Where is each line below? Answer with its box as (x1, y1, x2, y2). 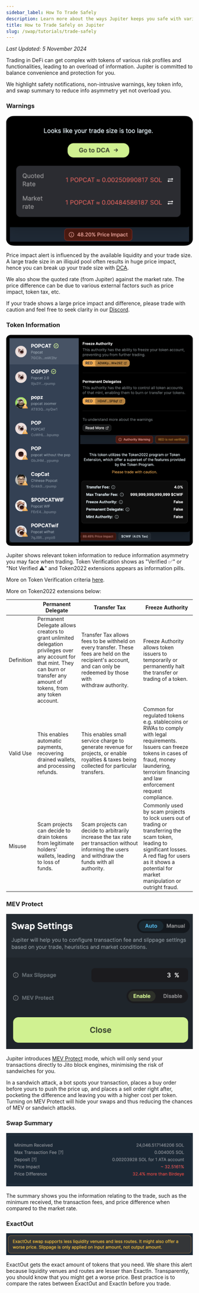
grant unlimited (37, 634, 74, 642)
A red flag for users (143, 852, 191, 859)
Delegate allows (37, 622, 76, 629)
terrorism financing (143, 768, 190, 776)
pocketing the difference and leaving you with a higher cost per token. (6, 1092, 178, 1099)
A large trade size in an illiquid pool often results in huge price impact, (6, 258, 176, 265)
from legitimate (37, 840, 75, 847)
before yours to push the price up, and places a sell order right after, (6, 1085, 173, 1092)
